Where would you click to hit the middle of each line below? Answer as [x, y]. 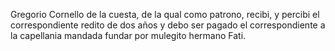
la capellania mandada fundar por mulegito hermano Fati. [128, 35]
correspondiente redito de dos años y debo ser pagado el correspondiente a [168, 25]
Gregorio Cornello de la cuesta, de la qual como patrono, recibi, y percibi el [165, 14]
